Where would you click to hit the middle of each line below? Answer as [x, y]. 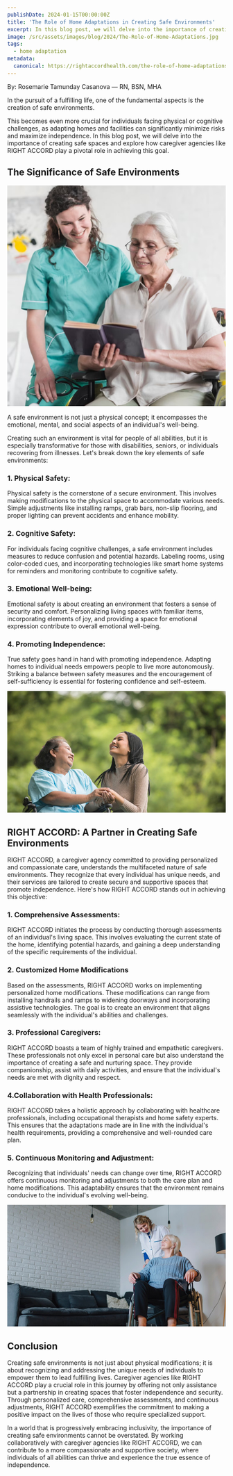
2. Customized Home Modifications [68, 970]
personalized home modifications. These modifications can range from [109, 992]
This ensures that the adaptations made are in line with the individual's [108, 1125]
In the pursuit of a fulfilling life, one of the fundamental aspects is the [106, 100]
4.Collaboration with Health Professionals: [80, 1095]
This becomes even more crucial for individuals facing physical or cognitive [115, 121]
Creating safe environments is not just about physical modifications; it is [110, 1363]
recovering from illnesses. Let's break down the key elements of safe [106, 452]
